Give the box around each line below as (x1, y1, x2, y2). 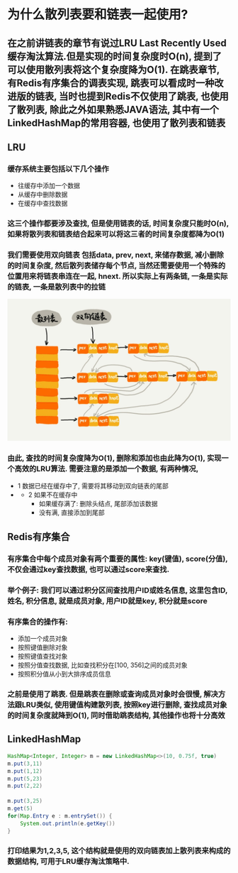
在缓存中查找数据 (17, 199, 68, 208)
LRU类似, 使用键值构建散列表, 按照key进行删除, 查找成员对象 (21, 700, 227, 710)
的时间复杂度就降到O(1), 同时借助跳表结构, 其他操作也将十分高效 (7, 710, 225, 720)
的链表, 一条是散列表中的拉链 (7, 282, 106, 292)
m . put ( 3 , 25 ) (7, 798, 42, 805)
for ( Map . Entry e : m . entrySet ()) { (7, 812, 113, 820)
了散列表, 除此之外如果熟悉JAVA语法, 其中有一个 (7, 104, 220, 116)
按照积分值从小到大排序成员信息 (17, 670, 111, 679)
